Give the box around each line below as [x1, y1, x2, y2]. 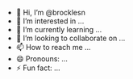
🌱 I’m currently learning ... [15, 25, 102, 34]
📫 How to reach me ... [15, 43, 91, 52]
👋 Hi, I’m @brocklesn [15, 8, 86, 17]
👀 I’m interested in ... [15, 16, 85, 26]
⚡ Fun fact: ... [15, 63, 60, 73]
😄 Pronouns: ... [15, 54, 69, 64]
